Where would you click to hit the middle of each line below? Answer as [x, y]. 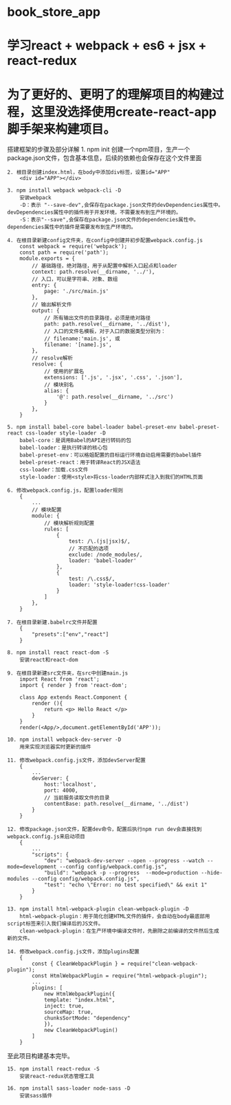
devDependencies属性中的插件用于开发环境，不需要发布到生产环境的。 [94, 212]
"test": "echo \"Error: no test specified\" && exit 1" [125, 885]
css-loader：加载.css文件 [54, 470]
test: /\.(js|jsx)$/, [99, 541]
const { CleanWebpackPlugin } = [78, 964]
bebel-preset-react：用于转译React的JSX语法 [80, 463]
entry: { [44, 286]
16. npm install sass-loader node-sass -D [69, 1088]
